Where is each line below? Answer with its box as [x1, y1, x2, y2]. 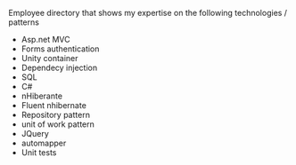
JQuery [21, 129, 50, 138]
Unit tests [21, 147, 57, 158]
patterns [8, 17, 39, 27]
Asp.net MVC [21, 35, 70, 44]
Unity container [21, 53, 78, 63]
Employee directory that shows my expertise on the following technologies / [8, 8, 287, 18]
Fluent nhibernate [21, 100, 86, 110]
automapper [21, 137, 67, 148]
